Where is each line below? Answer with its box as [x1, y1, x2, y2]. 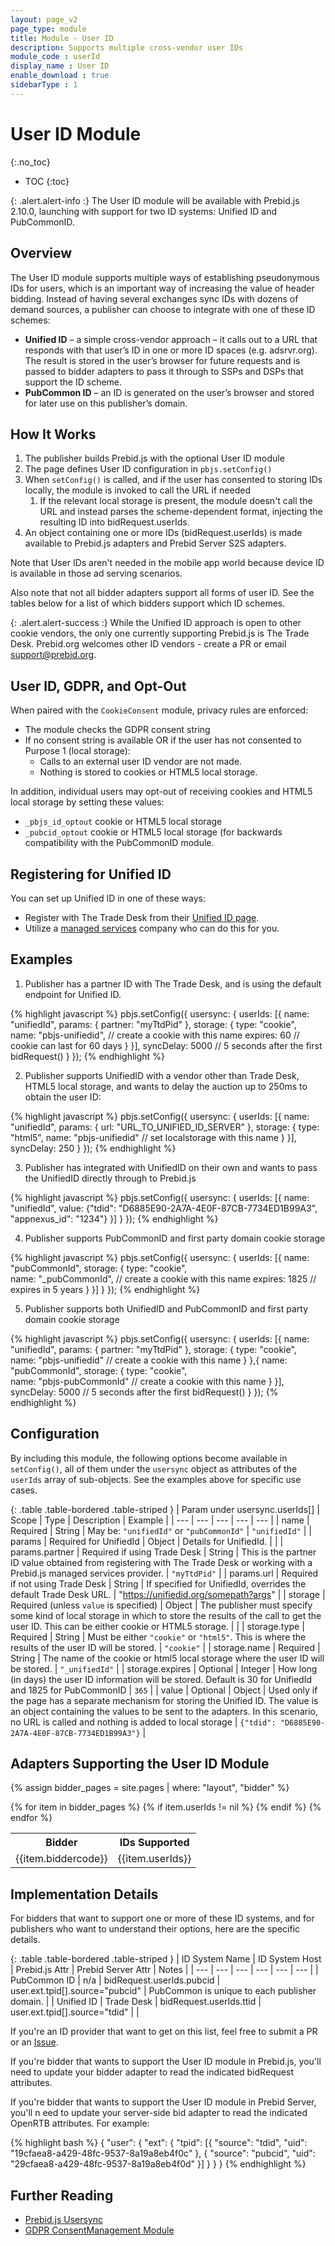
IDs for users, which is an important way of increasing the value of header [10, 282, 315, 294]
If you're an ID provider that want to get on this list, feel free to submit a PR [10, 2026, 318, 2038]
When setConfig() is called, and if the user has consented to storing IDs [24, 474, 323, 486]
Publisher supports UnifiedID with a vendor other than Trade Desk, [24, 1069, 300, 1081]
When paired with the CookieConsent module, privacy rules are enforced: [10, 704, 309, 716]
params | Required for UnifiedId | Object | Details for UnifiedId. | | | [10, 1535, 284, 1547]
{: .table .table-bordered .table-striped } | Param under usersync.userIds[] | [10, 1503, 320, 1515]
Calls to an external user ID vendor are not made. [39, 756, 243, 768]
